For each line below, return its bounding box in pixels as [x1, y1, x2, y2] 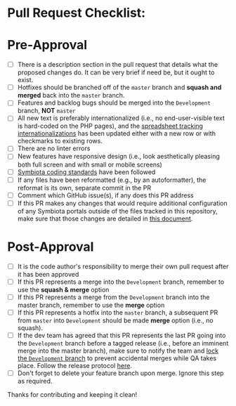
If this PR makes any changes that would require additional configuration [17, 199, 228, 207]
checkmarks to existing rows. [17, 137, 103, 145]
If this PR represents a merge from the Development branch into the [17, 293, 210, 301]
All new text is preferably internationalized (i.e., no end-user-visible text [17, 114, 225, 122]
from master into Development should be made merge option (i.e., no [17, 316, 214, 325]
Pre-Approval [7, 37, 88, 53]
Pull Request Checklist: [7, 5, 146, 21]
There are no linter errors [17, 144, 91, 152]
